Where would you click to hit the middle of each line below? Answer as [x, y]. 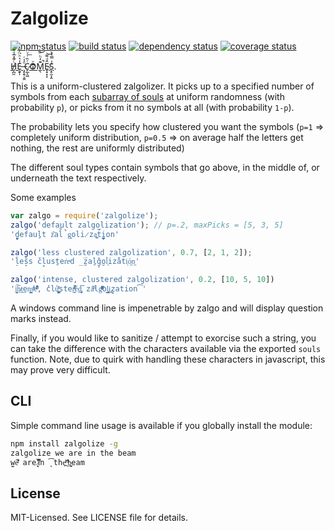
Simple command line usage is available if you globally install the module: [161, 425]
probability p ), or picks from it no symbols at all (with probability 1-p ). [152, 107]
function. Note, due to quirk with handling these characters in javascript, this [168, 359]
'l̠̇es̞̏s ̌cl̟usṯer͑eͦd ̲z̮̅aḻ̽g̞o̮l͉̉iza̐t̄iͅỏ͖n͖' [75, 262]
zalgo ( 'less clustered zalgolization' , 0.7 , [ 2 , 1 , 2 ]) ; [131, 252]
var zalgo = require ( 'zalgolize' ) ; [84, 215]
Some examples [43, 197]
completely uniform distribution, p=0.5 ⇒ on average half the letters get [157, 137]
